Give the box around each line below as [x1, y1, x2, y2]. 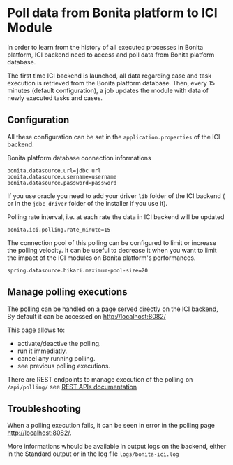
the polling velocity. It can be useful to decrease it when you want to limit [7, 246, 218, 254]
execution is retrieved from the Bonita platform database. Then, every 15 [7, 78, 215, 87]
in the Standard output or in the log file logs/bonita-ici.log [7, 450, 179, 458]
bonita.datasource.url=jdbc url [7, 167, 101, 174]
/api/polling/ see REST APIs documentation [7, 382, 137, 391]
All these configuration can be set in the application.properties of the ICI [7, 132, 220, 141]
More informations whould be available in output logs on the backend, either [7, 443, 227, 451]
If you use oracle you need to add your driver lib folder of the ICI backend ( [7, 191, 225, 200]
